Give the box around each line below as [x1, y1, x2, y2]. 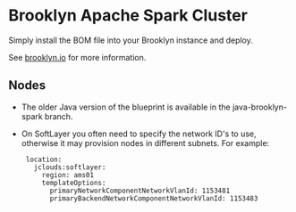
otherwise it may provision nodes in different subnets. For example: [21, 137, 270, 148]
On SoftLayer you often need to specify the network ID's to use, [21, 128, 257, 139]
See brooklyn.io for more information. [8, 52, 147, 62]
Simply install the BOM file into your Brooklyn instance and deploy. [8, 35, 254, 45]
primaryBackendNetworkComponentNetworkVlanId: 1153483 [49, 193, 258, 203]
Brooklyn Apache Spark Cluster [8, 5, 248, 26]
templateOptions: [41, 178, 106, 187]
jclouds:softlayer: [33, 162, 106, 172]
